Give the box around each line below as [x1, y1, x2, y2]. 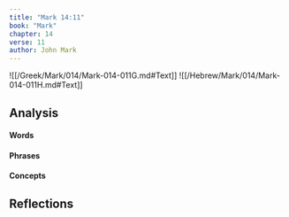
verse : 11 [9, 37, 46, 47]
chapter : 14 [9, 29, 53, 38]
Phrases [9, 150, 41, 160]
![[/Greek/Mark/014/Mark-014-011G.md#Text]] [9, 70, 178, 81]
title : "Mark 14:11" [9, 12, 86, 22]
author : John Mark [9, 46, 77, 55]
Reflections [9, 196, 74, 211]
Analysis [9, 105, 59, 120]
